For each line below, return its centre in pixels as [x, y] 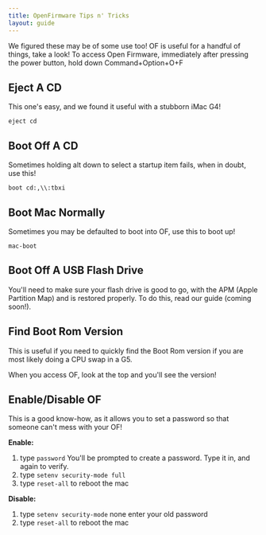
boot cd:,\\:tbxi [37, 188]
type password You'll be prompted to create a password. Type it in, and [135, 458]
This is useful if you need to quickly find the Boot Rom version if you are [126, 350]
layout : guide [32, 23]
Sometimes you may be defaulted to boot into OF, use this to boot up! [122, 231]
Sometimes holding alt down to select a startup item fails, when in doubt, [127, 165]
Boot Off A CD [43, 145]
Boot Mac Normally [57, 212]
